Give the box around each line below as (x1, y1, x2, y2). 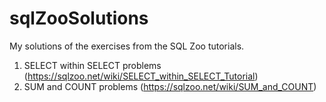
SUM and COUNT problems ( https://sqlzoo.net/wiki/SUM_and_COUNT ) (23, 80, 317, 92)
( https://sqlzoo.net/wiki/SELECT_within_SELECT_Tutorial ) (23, 70, 259, 82)
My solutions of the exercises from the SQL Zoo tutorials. (9, 40, 245, 52)
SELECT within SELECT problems (23, 59, 162, 71)
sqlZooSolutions (9, 7, 149, 30)
